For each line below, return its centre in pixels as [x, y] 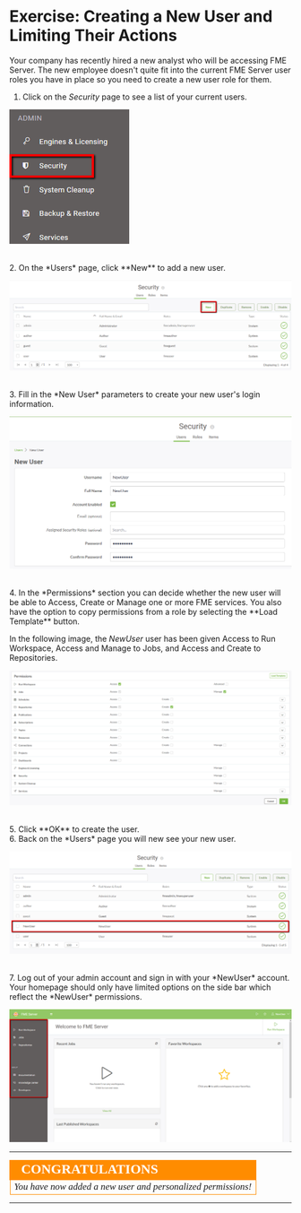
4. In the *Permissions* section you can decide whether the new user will [145, 593]
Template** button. [45, 621]
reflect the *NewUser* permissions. [76, 996]
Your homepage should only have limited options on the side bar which [140, 987]
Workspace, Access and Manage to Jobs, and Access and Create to [135, 648]
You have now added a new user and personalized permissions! [133, 1187]
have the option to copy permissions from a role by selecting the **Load [143, 612]
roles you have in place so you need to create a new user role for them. [141, 79]
